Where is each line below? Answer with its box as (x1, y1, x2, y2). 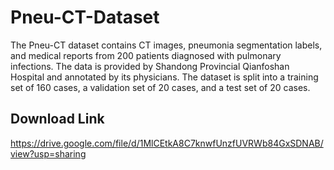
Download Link (10, 111, 105, 128)
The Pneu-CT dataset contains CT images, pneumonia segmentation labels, (10, 39, 323, 51)
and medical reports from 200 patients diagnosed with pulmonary (10, 49, 282, 61)
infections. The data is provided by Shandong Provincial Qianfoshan (10, 60, 290, 72)
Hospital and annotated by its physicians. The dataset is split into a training (10, 71, 319, 83)
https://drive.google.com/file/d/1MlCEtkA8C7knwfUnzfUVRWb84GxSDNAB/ (10, 137, 324, 149)
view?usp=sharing (10, 147, 87, 160)
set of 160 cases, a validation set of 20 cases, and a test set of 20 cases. (10, 81, 311, 93)
